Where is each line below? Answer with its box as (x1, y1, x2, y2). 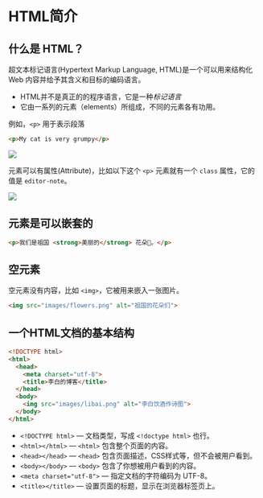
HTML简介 (8, 7, 78, 26)
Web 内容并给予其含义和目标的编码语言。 (8, 75, 146, 84)
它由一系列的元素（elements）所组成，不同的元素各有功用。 (19, 102, 220, 111)
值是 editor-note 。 (8, 175, 72, 185)
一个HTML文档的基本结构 (8, 326, 135, 340)
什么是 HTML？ (8, 42, 84, 56)
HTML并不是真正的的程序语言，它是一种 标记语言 (19, 92, 182, 101)
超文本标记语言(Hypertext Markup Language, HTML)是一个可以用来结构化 (8, 65, 253, 74)
